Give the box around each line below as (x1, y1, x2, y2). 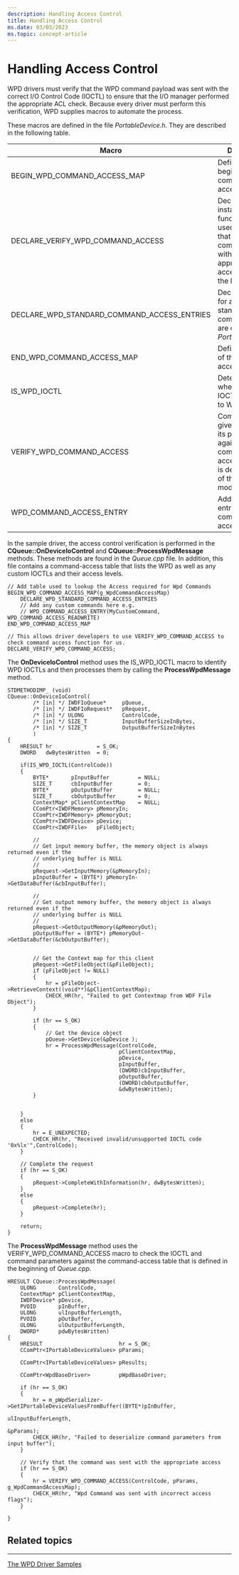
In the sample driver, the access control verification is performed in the (7, 539, 216, 548)
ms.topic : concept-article (7, 30, 87, 38)
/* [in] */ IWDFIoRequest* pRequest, (33, 706, 152, 713)
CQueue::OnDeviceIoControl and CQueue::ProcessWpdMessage (7, 546, 204, 556)
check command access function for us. (7, 639, 126, 647)
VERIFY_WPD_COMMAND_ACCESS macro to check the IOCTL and (7, 1249, 203, 1258)
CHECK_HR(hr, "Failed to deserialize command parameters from (33, 1434, 221, 1441)
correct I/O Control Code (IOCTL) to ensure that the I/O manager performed (7, 92, 230, 100)
